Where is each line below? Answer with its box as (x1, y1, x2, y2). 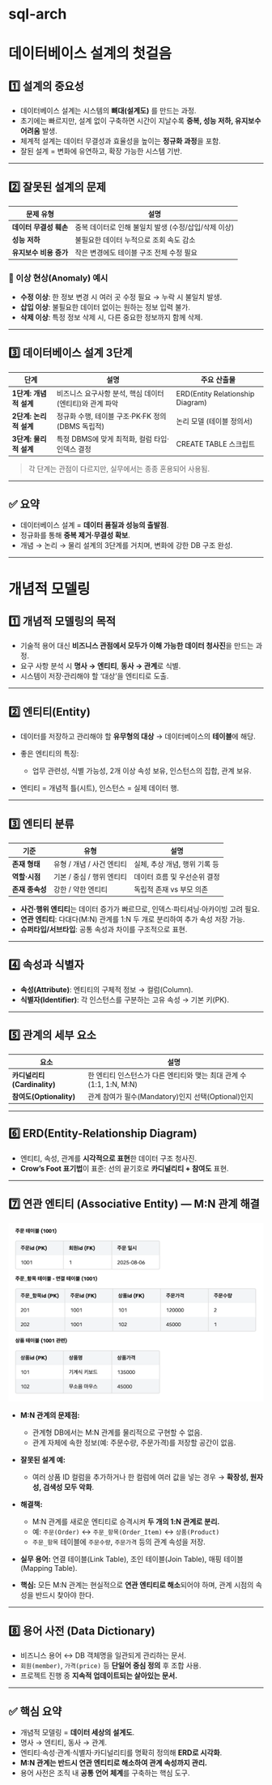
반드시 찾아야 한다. (35, 1590, 95, 1600)
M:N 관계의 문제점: (19, 1410, 80, 1420)
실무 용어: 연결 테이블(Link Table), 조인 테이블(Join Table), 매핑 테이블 (19, 1554, 244, 1565)
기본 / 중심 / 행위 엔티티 (53, 872, 127, 882)
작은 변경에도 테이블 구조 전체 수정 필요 (74, 248, 198, 258)
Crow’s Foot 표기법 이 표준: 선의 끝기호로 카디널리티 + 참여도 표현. (19, 1163, 229, 1173)
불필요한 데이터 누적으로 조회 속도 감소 (74, 235, 196, 244)
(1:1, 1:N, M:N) (87, 1080, 138, 1089)
